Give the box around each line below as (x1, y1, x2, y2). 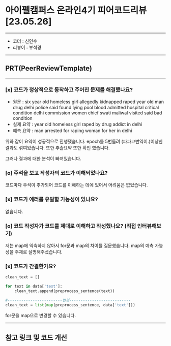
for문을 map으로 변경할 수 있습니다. (5, 312, 76, 318)
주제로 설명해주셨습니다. (14, 248, 63, 255)
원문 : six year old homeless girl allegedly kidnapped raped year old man (12, 99, 164, 105)
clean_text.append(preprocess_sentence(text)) (14, 288, 115, 294)
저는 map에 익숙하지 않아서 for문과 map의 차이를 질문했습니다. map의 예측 (5, 242, 154, 248)
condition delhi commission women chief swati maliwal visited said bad (12, 110, 162, 116)
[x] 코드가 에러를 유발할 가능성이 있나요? (5, 196, 98, 203)
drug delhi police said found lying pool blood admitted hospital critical (12, 105, 159, 111)
